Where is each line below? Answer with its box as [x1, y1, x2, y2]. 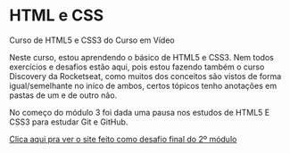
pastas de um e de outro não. [9, 90, 118, 101]
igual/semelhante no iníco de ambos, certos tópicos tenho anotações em [9, 80, 278, 91]
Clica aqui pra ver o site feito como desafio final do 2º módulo [9, 133, 237, 144]
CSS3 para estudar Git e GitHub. [9, 117, 128, 127]
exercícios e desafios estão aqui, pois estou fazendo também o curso [9, 61, 265, 72]
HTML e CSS [9, 5, 104, 26]
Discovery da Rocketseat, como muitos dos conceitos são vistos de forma [9, 70, 282, 81]
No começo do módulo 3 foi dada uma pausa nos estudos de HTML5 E [9, 107, 270, 117]
